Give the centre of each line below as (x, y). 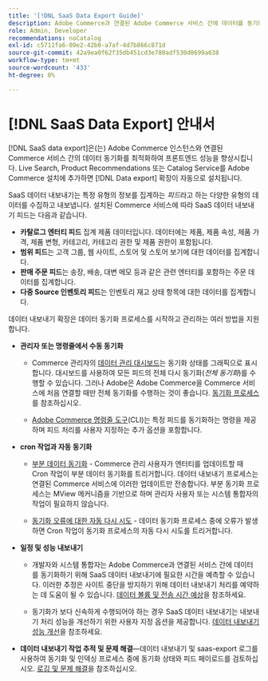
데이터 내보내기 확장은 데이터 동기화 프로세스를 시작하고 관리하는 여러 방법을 (126, 319)
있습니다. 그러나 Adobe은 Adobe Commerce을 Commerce (148, 382)
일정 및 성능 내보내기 (51, 548)
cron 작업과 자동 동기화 (56, 446)
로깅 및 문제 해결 (63, 668)
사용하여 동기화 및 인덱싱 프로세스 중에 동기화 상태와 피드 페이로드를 (125, 658)
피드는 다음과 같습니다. (52, 215)
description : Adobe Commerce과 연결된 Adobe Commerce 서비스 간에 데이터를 (126, 23)
